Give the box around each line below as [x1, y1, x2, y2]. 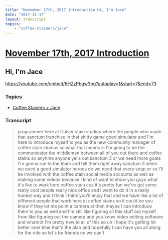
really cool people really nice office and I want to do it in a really [17, 187, 149, 193]
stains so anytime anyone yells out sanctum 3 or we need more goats [17, 155, 161, 161]
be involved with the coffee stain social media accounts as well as [17, 171, 154, 177]
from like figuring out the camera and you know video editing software [17, 213, 163, 219]
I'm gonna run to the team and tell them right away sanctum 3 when [17, 160, 158, 166]
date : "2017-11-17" [5, 12, 46, 17]
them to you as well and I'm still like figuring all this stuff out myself [17, 208, 156, 214]
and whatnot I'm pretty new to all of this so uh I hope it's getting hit [17, 219, 156, 225]
